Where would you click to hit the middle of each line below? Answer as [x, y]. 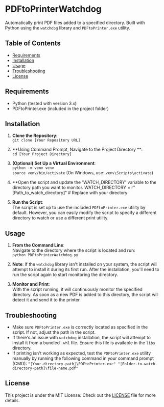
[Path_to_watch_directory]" [39, 193]
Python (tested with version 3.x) [44, 103]
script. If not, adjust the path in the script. [54, 332]
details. [12, 400]
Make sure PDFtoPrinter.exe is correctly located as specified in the [80, 327]
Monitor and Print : [31, 284]
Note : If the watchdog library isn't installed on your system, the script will [85, 264]
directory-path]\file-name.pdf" [45, 368]
